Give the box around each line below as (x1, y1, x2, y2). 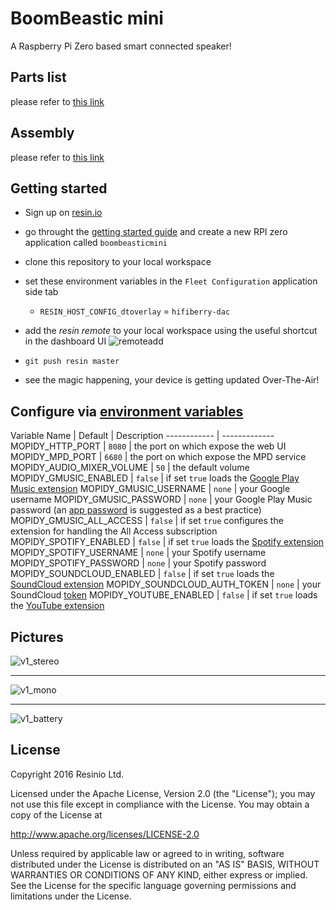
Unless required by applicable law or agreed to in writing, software (10, 847, 285, 859)
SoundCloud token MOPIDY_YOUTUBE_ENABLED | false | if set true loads (10, 589, 318, 601)
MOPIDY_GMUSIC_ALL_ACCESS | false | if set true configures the (10, 515, 284, 527)
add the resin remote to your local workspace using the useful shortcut (24, 325, 318, 337)
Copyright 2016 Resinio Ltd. (10, 768, 125, 780)
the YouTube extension (10, 600, 105, 612)
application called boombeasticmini (24, 237, 168, 249)
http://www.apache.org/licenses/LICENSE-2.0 (10, 828, 200, 840)
